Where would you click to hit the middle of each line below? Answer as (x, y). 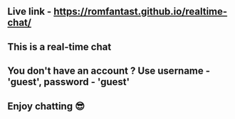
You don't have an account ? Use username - (109, 71)
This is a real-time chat (59, 46)
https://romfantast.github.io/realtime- (140, 12)
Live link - (30, 12)
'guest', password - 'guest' (69, 82)
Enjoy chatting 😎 (46, 106)
